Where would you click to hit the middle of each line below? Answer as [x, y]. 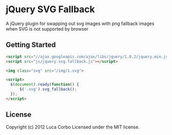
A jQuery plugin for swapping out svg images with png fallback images [80, 23]
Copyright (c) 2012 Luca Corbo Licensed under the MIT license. [73, 127]
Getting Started [31, 45]
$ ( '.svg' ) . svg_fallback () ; [48, 89]
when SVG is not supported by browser [47, 29]
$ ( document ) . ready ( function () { [45, 85]
